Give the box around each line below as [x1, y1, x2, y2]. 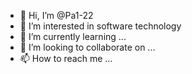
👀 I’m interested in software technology [19, 20, 182, 32]
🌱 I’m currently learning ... [19, 31, 127, 42]
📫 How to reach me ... [19, 53, 113, 64]
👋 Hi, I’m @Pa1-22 [19, 10, 94, 21]
